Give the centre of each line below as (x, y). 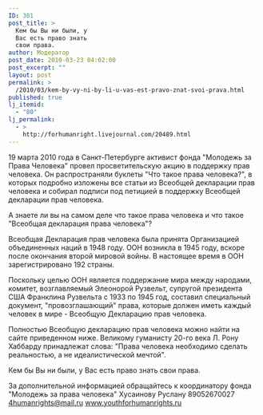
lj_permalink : (32, 120)
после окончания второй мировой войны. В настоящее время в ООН (126, 255)
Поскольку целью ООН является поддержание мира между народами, (130, 279)
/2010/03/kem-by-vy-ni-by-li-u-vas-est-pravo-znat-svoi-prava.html (130, 90)
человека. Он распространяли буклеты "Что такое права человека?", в (130, 174)
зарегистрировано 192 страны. (61, 264)
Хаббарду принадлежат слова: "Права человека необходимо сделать (128, 346)
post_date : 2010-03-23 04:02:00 (62, 61)
